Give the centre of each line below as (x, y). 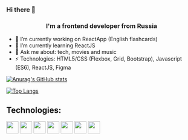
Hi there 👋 (21, 10)
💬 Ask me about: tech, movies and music (66, 52)
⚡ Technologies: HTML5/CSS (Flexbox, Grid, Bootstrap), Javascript (99, 59)
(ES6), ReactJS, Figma (43, 68)
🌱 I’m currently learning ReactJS (55, 45)
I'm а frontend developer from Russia (102, 25)
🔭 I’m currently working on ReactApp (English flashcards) (86, 39)
